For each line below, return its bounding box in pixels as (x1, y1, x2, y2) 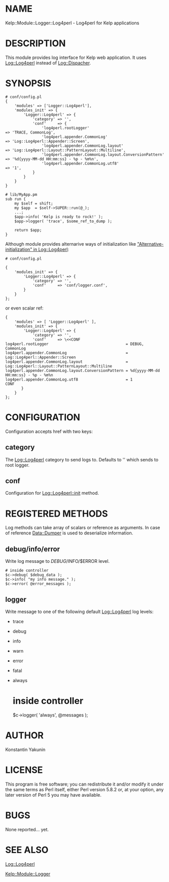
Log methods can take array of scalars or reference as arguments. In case (5, 525, 160, 531)
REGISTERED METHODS (5, 508, 108, 519)
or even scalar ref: (5, 305, 44, 311)
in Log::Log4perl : (33, 246, 70, 252)
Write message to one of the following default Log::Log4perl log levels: (5, 608, 154, 615)
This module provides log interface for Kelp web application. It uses (5, 54, 147, 60)
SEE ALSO (5, 844, 49, 856)
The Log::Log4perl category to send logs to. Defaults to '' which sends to (5, 456, 159, 462)
